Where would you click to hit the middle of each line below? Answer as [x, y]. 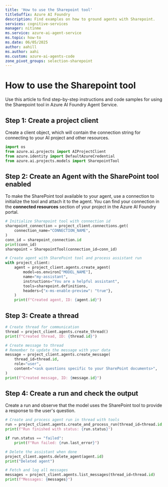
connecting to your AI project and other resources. [57, 138]
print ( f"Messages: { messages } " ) [39, 480]
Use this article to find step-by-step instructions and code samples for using [84, 99]
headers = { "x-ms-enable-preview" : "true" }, [68, 291]
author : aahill [21, 47]
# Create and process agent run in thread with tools [62, 420]
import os [15, 147]
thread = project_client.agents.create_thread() [57, 332]
